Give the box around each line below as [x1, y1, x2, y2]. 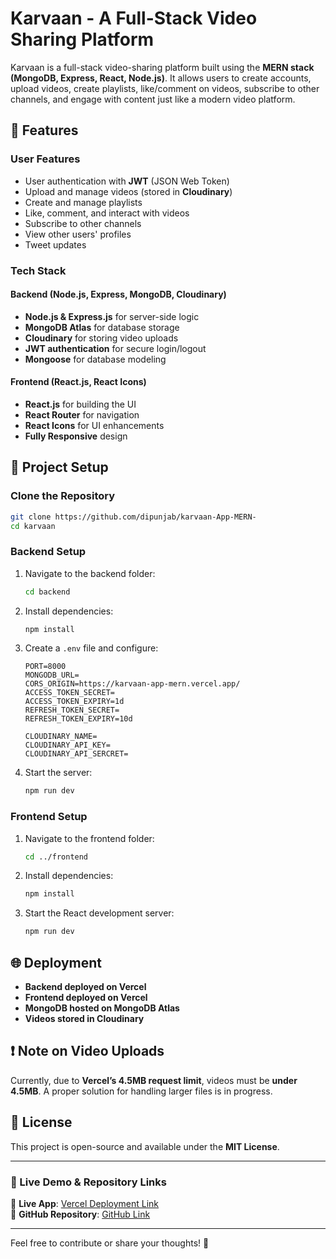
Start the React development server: [24, 907, 175, 919]
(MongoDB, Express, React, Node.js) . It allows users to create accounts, [10, 72, 312, 84]
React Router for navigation [24, 408, 140, 421]
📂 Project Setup [10, 459, 109, 476]
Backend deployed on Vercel [24, 981, 147, 993]
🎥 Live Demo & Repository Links [10, 1175, 167, 1189]
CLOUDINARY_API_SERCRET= [24, 749, 129, 759]
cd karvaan [10, 521, 56, 531]
